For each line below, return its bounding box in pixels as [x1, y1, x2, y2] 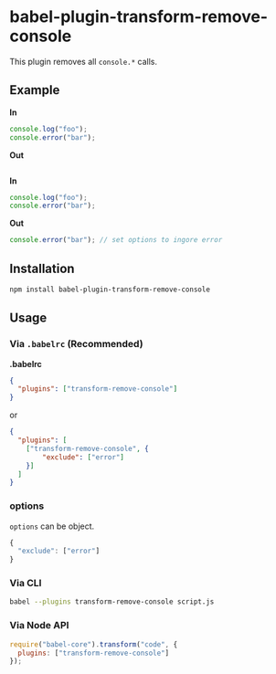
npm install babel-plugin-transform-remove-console [9, 285, 210, 294]
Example [9, 82, 60, 98]
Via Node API [9, 619, 69, 632]
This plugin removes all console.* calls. [9, 56, 158, 67]
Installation [9, 260, 75, 276]
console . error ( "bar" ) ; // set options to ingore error [9, 236, 223, 245]
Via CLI [9, 577, 42, 590]
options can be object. [9, 521, 95, 532]
